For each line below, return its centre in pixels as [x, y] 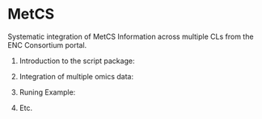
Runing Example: [47, 92]
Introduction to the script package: [77, 61]
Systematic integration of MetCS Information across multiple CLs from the [131, 36]
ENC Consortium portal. [47, 45]
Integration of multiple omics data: [76, 76]
